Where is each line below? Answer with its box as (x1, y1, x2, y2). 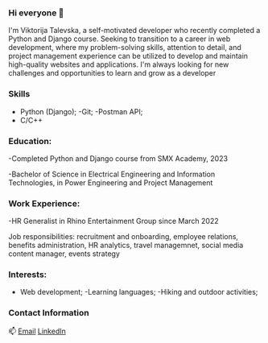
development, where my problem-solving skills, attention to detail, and (8, 43, 241, 52)
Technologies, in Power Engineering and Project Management (8, 177, 213, 188)
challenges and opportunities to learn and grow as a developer (8, 68, 216, 78)
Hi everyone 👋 (8, 7, 64, 19)
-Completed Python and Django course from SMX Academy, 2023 (8, 153, 228, 163)
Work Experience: (8, 197, 80, 209)
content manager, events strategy (8, 249, 121, 258)
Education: (8, 135, 52, 147)
